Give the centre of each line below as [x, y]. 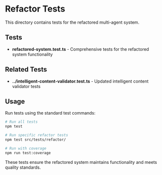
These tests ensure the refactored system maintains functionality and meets [81, 162]
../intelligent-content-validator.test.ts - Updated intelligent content [80, 81]
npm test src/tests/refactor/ [36, 140]
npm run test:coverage [28, 153]
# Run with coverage [26, 148]
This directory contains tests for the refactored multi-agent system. [72, 22]
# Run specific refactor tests [37, 135]
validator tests [26, 86]
